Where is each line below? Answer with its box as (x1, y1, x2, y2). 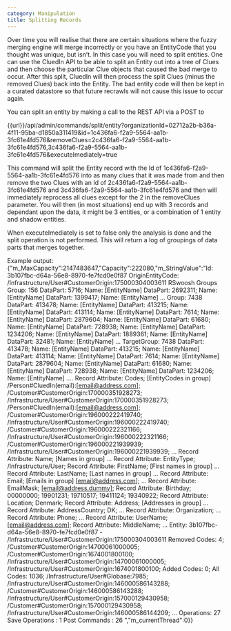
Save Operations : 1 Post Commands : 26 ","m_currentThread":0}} (7, 616, 194, 624)
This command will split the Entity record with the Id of (7, 164, 162, 172)
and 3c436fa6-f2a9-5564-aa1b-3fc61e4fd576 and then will (48, 186, 217, 194)
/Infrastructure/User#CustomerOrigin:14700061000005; (7, 557, 167, 565)
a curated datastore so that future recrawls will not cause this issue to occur (7, 87, 223, 95)
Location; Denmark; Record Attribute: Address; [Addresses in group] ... (7, 498, 209, 507)
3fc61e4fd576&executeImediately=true (7, 150, 118, 159)
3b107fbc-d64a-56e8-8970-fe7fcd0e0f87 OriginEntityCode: (7, 271, 179, 280)
